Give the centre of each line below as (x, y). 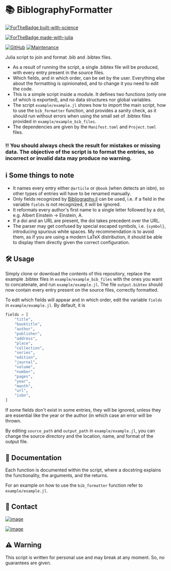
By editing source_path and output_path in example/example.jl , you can (80, 431)
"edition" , (26, 358)
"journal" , (26, 362)
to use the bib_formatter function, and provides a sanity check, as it (84, 110)
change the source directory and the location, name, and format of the (79, 436)
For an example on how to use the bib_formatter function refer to (74, 485)
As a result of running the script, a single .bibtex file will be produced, (86, 67)
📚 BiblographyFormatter (59, 10)
